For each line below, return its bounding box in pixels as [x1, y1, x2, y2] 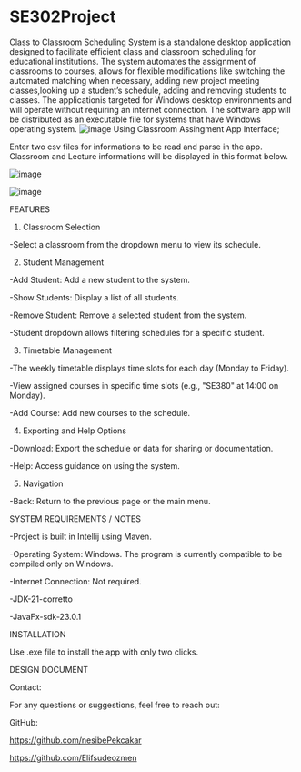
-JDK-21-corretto [9, 594, 73, 604]
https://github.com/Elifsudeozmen [9, 752, 138, 763]
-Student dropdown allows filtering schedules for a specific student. [9, 327, 266, 338]
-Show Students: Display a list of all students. [9, 291, 179, 302]
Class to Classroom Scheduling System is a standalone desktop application [9, 36, 292, 47]
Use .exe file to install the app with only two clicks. [9, 646, 199, 657]
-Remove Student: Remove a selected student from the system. [9, 310, 247, 320]
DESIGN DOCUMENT [9, 664, 89, 675]
